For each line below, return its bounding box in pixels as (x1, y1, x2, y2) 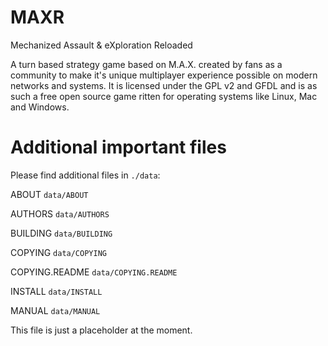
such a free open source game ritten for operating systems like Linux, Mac (10, 90, 318, 102)
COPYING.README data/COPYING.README (10, 266, 178, 278)
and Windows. (10, 101, 70, 113)
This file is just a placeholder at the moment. (10, 324, 193, 336)
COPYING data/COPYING (10, 246, 107, 258)
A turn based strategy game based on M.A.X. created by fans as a (10, 58, 283, 70)
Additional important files (10, 136, 227, 159)
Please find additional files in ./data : (10, 169, 161, 181)
